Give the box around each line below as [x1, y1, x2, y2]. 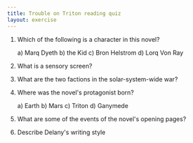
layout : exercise [7, 16, 57, 23]
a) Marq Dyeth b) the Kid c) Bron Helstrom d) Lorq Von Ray [16, 49, 184, 57]
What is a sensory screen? [16, 62, 93, 70]
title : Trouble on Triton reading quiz [7, 10, 122, 17]
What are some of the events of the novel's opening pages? [16, 114, 187, 123]
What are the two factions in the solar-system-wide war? [16, 75, 179, 83]
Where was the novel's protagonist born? [16, 88, 134, 96]
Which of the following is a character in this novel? [16, 35, 160, 43]
